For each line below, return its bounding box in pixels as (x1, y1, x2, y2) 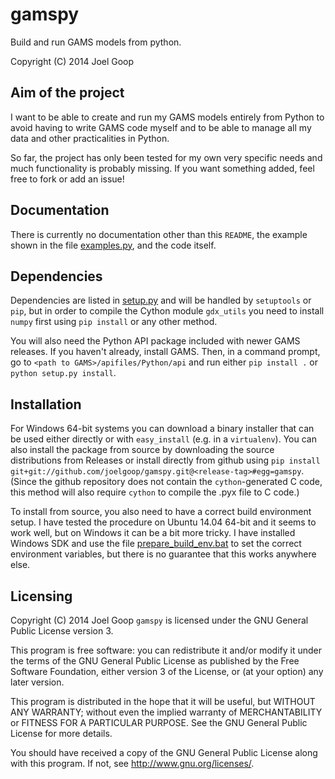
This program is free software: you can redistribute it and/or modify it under (10, 644, 322, 656)
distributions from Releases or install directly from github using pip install (10, 454, 321, 467)
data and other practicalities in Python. (10, 132, 170, 144)
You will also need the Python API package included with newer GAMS (10, 335, 301, 347)
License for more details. (10, 728, 113, 739)
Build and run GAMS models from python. (10, 36, 182, 48)
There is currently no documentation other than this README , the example (10, 228, 308, 240)
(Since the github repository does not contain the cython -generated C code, (10, 476, 323, 488)
